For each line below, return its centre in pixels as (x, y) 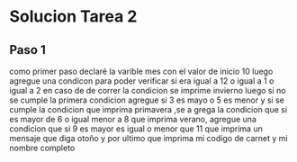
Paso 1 (28, 50)
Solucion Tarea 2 (73, 17)
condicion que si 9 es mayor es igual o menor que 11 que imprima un (136, 129)
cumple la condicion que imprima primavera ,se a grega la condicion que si (148, 109)
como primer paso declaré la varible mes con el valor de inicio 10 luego (141, 71)
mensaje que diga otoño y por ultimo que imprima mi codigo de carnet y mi (148, 138)
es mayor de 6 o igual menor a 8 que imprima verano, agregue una (133, 119)
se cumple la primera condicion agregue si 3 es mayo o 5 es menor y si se (147, 100)
